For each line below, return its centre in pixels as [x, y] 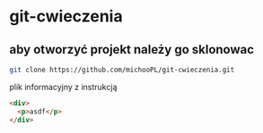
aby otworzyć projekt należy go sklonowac [131, 50]
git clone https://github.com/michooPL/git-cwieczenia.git [122, 70]
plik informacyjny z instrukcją [63, 87]
